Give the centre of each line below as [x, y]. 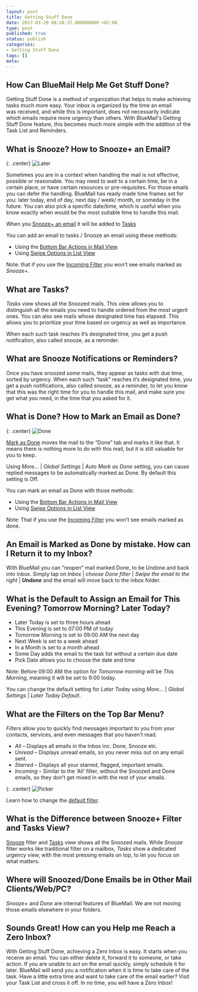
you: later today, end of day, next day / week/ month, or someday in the [93, 200]
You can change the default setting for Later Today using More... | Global [95, 689]
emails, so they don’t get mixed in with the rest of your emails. [90, 777]
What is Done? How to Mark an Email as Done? [93, 417]
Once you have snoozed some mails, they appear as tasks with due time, [95, 373]
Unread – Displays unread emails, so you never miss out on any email [99, 752]
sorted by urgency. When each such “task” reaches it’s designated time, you [99, 379]
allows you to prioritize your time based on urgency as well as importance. [97, 322]
